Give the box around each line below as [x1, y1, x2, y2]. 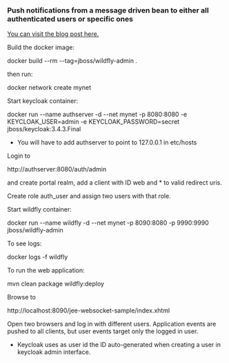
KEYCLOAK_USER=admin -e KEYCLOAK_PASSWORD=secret [7, 118, 180, 126]
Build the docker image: [7, 44, 74, 52]
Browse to [7, 293, 37, 301]
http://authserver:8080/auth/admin [7, 165, 107, 174]
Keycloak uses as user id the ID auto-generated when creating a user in [17, 341, 221, 349]
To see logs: [7, 239, 42, 248]
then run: [7, 70, 33, 78]
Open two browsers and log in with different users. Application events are [7, 320, 217, 328]
